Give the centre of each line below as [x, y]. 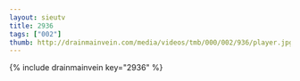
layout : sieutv [37, 17]
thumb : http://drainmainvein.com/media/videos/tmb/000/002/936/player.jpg [151, 42]
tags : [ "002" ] [36, 34]
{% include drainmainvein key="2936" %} [86, 68]
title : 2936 [31, 26]
